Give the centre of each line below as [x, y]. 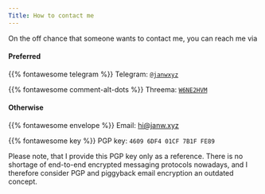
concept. [23, 182]
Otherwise [26, 107]
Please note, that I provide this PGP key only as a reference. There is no [126, 157]
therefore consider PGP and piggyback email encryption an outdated [121, 173]
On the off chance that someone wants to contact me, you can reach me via [133, 38]
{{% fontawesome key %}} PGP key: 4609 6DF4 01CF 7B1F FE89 [111, 141]
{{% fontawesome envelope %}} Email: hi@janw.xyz [94, 126]
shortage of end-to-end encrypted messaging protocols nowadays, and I [128, 165]
